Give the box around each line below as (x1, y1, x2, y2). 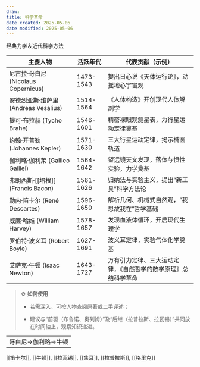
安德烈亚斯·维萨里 (9, 96, 59, 105)
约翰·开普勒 (9, 136, 41, 145)
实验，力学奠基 (108, 165, 150, 173)
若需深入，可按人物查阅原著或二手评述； (29, 303, 129, 310)
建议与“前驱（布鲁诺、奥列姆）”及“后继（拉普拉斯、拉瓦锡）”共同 (29, 316, 186, 323)
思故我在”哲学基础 (108, 205, 159, 213)
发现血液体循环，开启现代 (108, 216, 180, 224)
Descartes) (9, 205, 40, 213)
